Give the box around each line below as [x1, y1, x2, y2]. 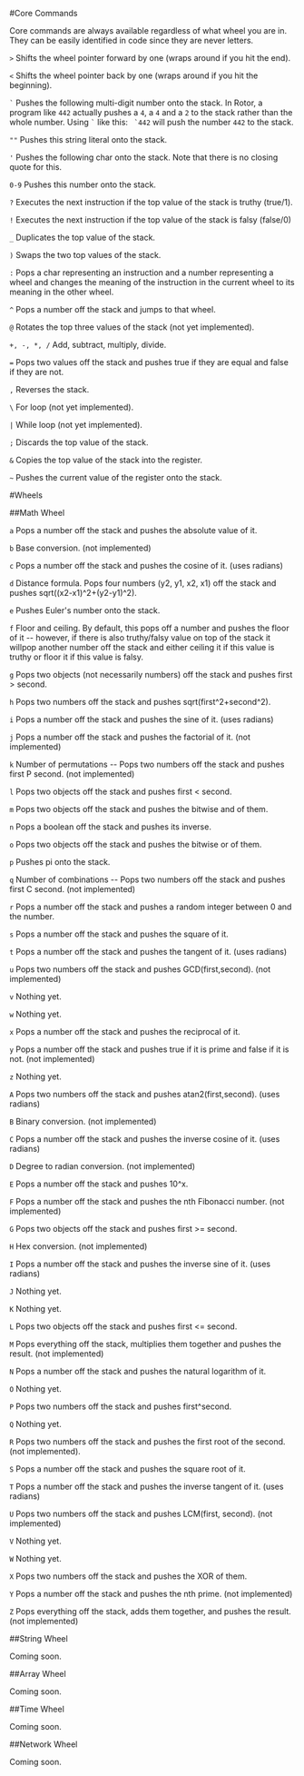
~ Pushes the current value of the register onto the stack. [9, 472, 222, 482]
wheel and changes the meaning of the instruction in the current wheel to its [9, 277, 295, 287]
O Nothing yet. [9, 1384, 62, 1394]
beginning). [9, 80, 53, 90]
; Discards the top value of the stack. [9, 437, 149, 448]
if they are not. [9, 367, 64, 377]
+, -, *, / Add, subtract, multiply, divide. [9, 340, 167, 350]
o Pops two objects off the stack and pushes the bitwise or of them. [9, 839, 262, 849]
